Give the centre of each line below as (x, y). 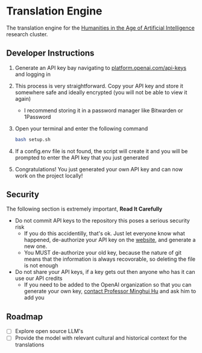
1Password (37, 116)
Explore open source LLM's (49, 331)
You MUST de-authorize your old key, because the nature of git (103, 253)
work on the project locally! (49, 176)
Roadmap (25, 316)
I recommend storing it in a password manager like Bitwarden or (103, 110)
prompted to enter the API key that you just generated (82, 157)
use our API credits (39, 278)
